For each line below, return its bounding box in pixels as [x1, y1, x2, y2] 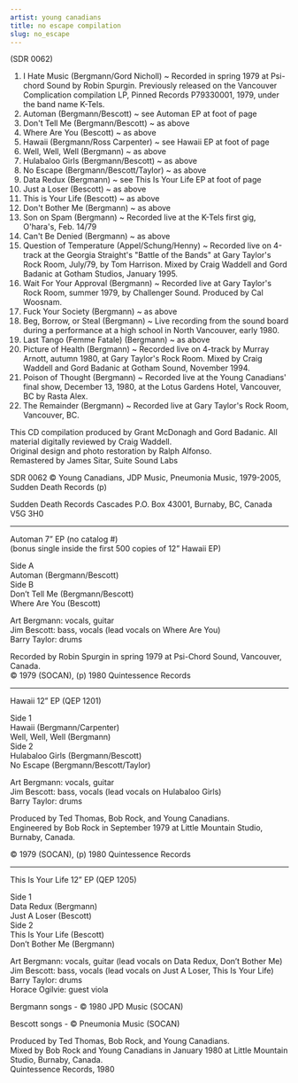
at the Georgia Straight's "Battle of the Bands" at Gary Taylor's [43, 250, 271, 261]
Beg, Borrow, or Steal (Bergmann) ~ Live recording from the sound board [22, 316, 289, 326]
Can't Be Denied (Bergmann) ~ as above [22, 231, 171, 242]
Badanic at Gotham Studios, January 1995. [22, 269, 179, 279]
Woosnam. [22, 297, 63, 308]
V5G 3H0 [10, 509, 44, 519]
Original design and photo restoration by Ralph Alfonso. [10, 446, 212, 456]
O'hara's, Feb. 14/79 [22, 222, 97, 232]
